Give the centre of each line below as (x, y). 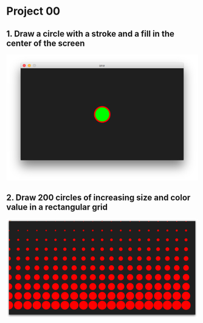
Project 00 (33, 11)
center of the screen (46, 43)
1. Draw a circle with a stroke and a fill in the (90, 34)
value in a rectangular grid (57, 208)
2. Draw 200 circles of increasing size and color (98, 198)
